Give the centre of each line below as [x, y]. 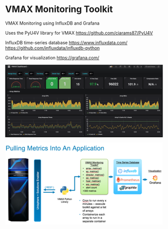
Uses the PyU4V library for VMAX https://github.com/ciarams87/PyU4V [79, 33]
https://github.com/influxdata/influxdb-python [52, 48]
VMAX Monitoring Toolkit [59, 9]
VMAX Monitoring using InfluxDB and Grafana [52, 23]
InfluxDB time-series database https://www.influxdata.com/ [66, 42]
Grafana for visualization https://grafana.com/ [52, 58]
